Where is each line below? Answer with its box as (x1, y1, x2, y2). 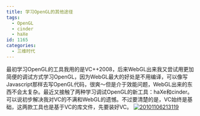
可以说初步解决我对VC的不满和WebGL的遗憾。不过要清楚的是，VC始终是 (6, 95, 188, 103)
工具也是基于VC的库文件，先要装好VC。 (32, 103, 132, 111)
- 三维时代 (11, 48, 36, 54)
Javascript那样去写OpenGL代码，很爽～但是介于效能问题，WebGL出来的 (6, 80, 187, 88)
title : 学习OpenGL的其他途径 (6, 8, 74, 15)
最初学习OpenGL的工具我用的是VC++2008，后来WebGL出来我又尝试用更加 (6, 65, 195, 72)
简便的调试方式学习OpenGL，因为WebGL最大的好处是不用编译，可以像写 (6, 73, 189, 80)
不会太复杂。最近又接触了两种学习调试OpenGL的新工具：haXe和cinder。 (11, 88, 193, 95)
